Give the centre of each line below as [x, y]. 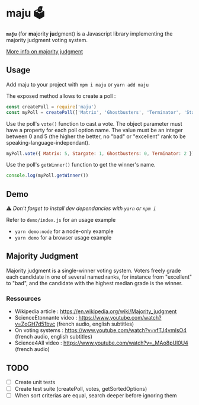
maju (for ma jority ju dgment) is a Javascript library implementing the [89, 34]
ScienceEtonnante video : [46, 318]
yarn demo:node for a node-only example [64, 231]
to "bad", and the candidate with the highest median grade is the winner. [94, 283]
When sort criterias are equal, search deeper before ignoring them [96, 396]
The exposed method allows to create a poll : [61, 96]
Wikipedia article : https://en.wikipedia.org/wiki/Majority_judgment [96, 311]
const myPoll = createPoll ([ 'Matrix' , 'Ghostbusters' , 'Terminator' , [94, 112]
